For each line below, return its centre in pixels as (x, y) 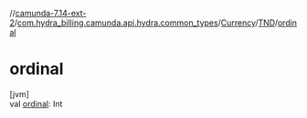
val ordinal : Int (36, 103)
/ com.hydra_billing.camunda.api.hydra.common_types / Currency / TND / (146, 23)
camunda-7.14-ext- (51, 13)
